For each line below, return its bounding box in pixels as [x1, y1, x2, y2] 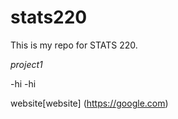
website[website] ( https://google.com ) [10, 97, 169, 109]
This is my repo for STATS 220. [10, 39, 138, 51]
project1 [10, 58, 43, 70]
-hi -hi [10, 77, 37, 90]
